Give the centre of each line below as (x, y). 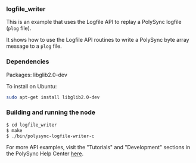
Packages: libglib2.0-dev (37, 75)
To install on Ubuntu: (32, 86)
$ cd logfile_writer (32, 125)
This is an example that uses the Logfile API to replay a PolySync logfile (94, 22)
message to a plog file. (34, 46)
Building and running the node (51, 112)
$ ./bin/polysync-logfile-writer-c (50, 136)
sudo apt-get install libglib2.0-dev (53, 97)
